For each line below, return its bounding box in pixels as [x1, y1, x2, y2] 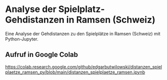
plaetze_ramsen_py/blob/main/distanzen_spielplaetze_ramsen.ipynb [5, 69, 146, 75]
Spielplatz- [58, 3, 105, 15]
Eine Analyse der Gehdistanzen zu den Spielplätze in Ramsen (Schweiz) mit [5, 30, 161, 36]
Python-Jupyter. [5, 36, 39, 42]
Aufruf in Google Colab [5, 50, 78, 59]
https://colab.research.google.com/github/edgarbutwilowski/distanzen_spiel [5, 63, 162, 69]
